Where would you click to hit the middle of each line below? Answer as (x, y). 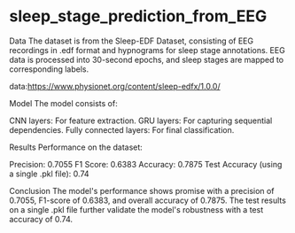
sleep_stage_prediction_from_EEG (138, 16)
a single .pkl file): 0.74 (50, 174)
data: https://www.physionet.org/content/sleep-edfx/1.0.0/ (115, 86)
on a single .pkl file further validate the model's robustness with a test (136, 209)
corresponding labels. (49, 69)
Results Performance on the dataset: (76, 147)
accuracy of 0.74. (41, 219)
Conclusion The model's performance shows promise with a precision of (142, 190)
